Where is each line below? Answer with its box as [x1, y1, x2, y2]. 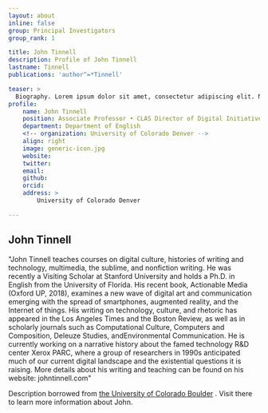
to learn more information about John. [8, 397, 133, 407]
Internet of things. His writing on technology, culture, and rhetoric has [8, 305, 238, 315]
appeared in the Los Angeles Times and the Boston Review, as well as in [8, 313, 246, 324]
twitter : [22, 159, 52, 168]
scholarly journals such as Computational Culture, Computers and [8, 322, 225, 332]
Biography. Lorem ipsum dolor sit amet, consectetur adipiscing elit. [15, 93, 255, 101]
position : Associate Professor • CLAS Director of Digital [22, 115, 223, 123]
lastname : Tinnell [8, 63, 69, 72]
